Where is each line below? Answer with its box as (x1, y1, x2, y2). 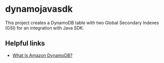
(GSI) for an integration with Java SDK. (5, 25, 84, 31)
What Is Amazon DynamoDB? (12, 52, 73, 58)
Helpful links (5, 39, 45, 48)
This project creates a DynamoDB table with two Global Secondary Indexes (5, 20, 159, 26)
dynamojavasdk (5, 3, 73, 15)
